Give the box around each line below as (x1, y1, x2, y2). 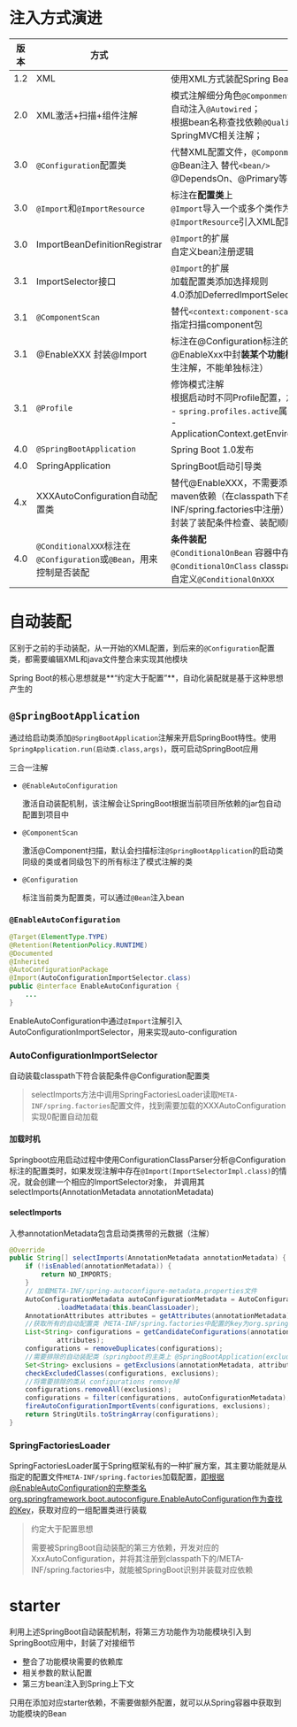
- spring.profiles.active (171, 405, 279, 417)
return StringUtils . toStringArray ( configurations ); (25, 1410, 219, 1419)
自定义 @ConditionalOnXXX (171, 573, 275, 585)
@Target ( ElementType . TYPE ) (9, 932, 109, 941)
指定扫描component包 (171, 318, 263, 330)
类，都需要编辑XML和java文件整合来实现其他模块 (9, 653, 188, 664)
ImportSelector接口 (36, 275, 117, 288)
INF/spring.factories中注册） (171, 503, 290, 515)
